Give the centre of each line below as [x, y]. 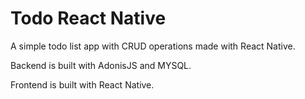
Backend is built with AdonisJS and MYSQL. [101, 65]
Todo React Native [88, 18]
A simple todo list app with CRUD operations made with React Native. [153, 46]
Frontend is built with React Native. [82, 84]
